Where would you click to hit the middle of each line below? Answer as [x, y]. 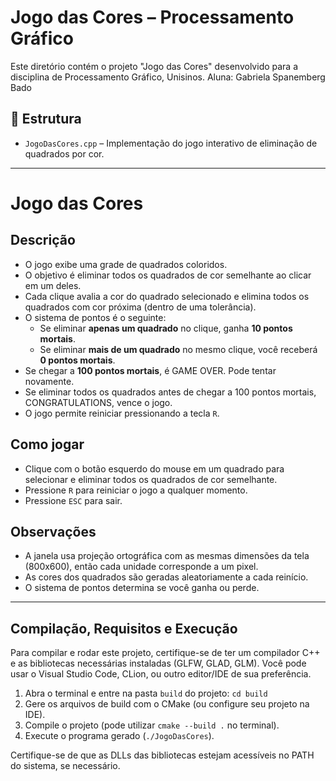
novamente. [49, 381]
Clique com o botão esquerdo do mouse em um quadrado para [154, 468]
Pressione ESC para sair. [73, 500]
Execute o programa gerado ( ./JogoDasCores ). [119, 736]
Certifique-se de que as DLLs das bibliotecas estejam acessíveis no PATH [162, 755]
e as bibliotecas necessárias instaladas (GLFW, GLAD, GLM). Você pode [158, 663]
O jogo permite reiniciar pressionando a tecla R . [122, 413]
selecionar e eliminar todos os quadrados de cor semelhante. [151, 479]
